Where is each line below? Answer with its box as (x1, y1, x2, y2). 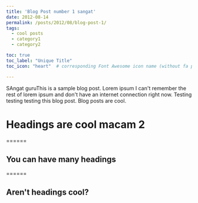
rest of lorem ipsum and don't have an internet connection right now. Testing (6, 91, 192, 98)
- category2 (11, 42, 41, 48)
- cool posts (11, 31, 44, 37)
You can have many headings (6, 154, 117, 164)
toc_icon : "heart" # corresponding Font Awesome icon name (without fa (6, 63, 189, 69)
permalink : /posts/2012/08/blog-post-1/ (6, 19, 107, 25)
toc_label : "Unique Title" (6, 57, 72, 64)
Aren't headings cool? (6, 187, 90, 197)
